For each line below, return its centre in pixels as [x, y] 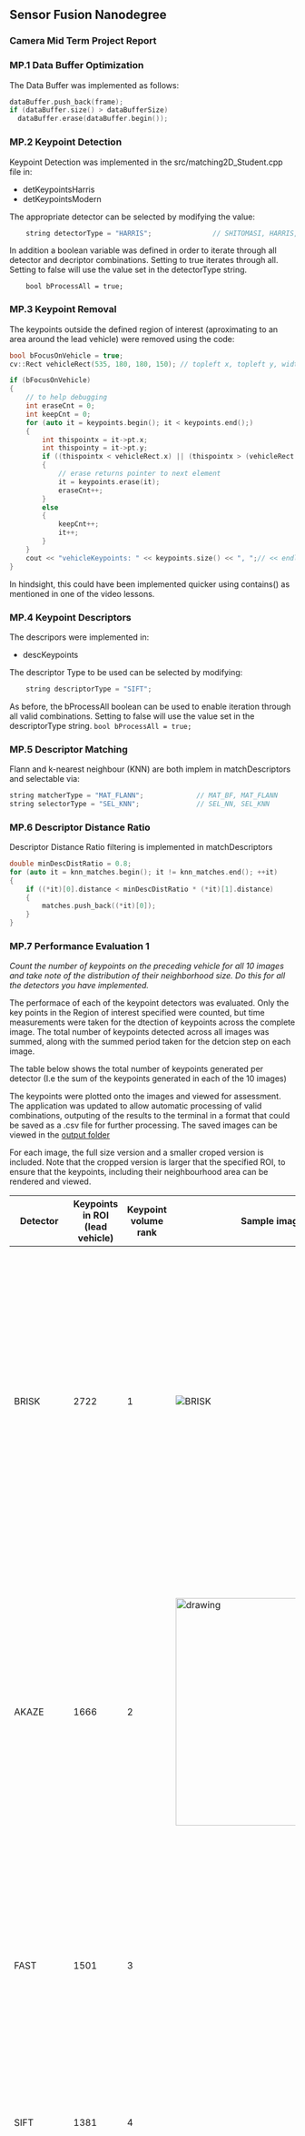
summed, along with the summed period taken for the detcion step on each [150, 1042]
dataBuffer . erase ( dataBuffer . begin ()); [93, 119]
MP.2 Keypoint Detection [66, 142]
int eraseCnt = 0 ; [60, 406]
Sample [257, 1221]
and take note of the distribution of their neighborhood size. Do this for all [148, 976]
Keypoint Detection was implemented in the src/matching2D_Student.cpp [146, 162]
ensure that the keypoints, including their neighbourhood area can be [139, 1172]
